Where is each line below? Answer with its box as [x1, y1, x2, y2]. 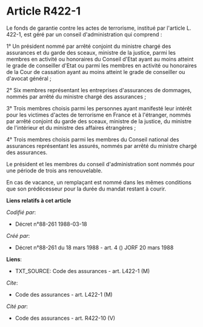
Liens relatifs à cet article [6, 197, 72, 204]
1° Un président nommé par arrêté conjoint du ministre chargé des [6, 42, 171, 50]
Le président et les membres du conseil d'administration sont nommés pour [6, 160, 195, 167]
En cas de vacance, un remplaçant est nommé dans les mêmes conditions [6, 178, 192, 186]
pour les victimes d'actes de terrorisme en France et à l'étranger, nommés [6, 111, 191, 118]
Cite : [6, 279, 18, 286]
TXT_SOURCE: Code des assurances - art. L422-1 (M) [15, 267, 150, 274]
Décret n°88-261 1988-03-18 [15, 220, 87, 228]
